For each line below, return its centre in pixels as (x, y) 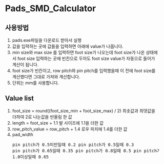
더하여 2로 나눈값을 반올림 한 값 (42, 117)
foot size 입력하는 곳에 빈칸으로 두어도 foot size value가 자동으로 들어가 (86, 58)
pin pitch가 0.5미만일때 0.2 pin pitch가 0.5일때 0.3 (73, 145)
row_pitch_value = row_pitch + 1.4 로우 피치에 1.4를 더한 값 (70, 129)
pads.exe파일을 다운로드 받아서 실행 (47, 40)
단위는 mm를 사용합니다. (36, 83)
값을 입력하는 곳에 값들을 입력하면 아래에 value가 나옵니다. (68, 46)
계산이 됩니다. (25, 64)
